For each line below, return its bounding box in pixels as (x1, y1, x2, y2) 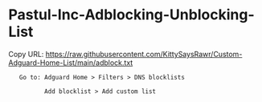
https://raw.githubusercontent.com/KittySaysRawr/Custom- (45, 49, 243, 59)
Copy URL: (8, 49, 44, 59)
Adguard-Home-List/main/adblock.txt (8, 58, 133, 67)
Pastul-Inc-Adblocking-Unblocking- (8, 6, 255, 24)
